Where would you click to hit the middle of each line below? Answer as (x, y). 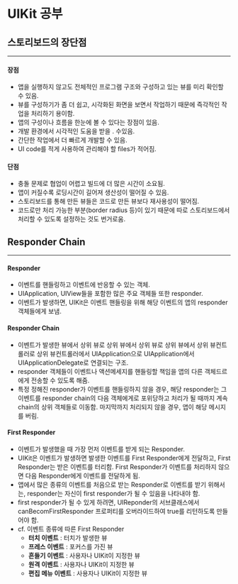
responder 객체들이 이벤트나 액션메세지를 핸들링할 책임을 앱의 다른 (110, 371)
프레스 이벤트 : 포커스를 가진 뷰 (70, 546)
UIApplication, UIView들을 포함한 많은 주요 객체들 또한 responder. (110, 294)
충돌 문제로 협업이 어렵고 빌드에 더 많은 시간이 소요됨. (91, 184)
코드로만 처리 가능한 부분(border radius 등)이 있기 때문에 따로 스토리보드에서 (124, 210)
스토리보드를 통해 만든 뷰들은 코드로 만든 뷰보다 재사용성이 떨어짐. (108, 202)
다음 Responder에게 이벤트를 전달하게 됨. (83, 475)
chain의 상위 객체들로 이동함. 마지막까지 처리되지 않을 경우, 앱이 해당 (112, 407)
